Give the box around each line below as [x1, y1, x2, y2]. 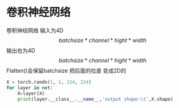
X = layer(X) [17, 90, 45, 96]
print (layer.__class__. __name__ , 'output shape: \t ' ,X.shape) [17, 96, 174, 102]
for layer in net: [6, 84, 53, 91]
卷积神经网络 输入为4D [6, 27, 64, 34]
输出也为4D [6, 47, 35, 54]
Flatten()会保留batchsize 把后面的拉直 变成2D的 [6, 67, 126, 74]
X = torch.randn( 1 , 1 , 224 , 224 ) [6, 79, 92, 85]
